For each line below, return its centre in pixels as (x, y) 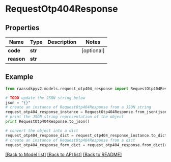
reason (17, 59)
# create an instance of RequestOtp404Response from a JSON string (78, 107)
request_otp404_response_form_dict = (45, 145)
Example (19, 77)
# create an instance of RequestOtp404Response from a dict (70, 140)
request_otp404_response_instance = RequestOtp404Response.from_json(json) (87, 112)
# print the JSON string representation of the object (65, 117)
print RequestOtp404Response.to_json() (48, 122)
